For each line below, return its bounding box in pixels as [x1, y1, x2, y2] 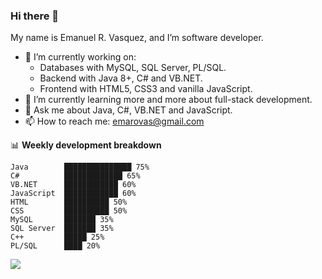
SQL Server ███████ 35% [10, 224, 114, 234]
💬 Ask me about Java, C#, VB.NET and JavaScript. [24, 104, 233, 116]
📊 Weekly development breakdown [10, 139, 162, 151]
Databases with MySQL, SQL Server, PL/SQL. [39, 62, 227, 74]
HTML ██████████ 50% [10, 197, 128, 208]
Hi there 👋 [10, 9, 60, 23]
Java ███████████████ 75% [10, 162, 150, 173]
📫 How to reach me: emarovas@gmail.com [24, 115, 205, 128]
